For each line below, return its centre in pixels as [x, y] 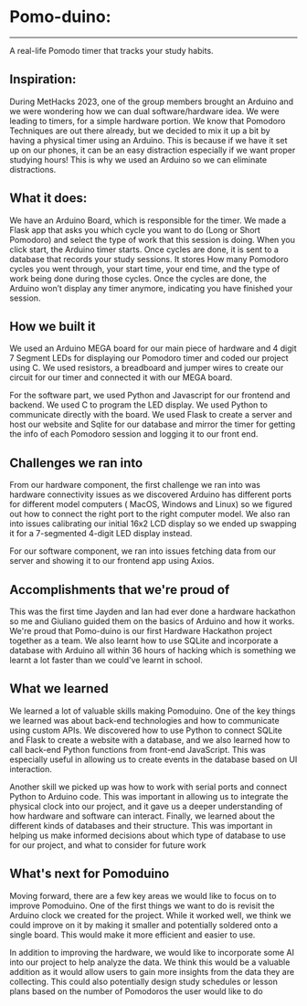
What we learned [59, 688]
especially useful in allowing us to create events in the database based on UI [153, 759]
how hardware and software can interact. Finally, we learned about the [143, 816]
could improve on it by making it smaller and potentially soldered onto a [144, 925]
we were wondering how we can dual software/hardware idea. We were [145, 111]
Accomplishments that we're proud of [120, 590]
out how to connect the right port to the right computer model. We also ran [150, 514]
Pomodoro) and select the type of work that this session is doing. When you [152, 239]
